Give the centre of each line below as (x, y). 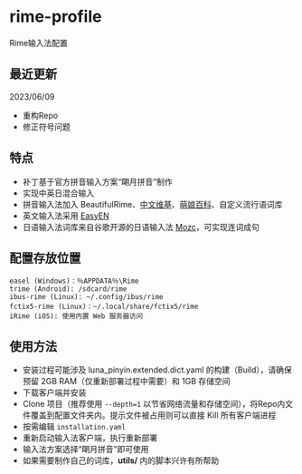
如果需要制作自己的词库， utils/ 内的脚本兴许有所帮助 (121, 460)
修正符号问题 (46, 126)
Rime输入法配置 (38, 43)
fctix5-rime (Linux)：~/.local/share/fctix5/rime (104, 307)
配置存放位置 (45, 258)
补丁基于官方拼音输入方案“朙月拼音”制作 (98, 181)
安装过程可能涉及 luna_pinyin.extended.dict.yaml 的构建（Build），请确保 (157, 370)
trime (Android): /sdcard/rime (68, 289)
